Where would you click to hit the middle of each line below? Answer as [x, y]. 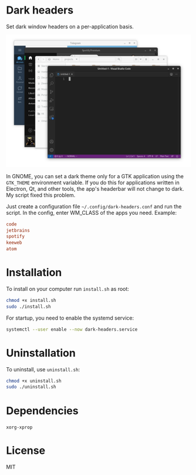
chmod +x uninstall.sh [34, 381]
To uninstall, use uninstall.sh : [43, 369]
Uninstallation [41, 353]
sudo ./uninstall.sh [31, 387]
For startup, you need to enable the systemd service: [70, 318]
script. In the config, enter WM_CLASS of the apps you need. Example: [92, 212]
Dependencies [42, 411]
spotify [16, 237]
